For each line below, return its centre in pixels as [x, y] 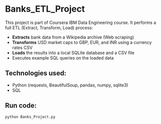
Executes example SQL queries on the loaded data [63, 58]
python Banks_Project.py [30, 117]
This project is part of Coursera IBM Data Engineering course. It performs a [80, 22]
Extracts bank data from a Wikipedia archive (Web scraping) [73, 37]
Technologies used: [36, 73]
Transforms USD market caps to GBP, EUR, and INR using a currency [82, 42]
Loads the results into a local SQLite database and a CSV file [73, 53]
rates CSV [22, 47]
